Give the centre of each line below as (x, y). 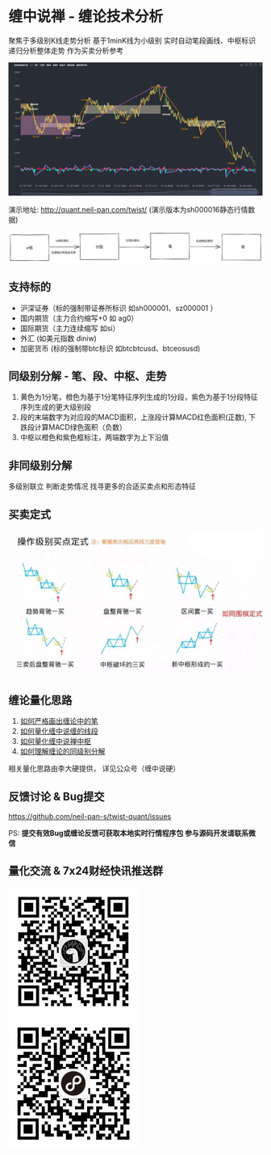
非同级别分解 (40, 465)
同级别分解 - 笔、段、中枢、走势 (88, 376)
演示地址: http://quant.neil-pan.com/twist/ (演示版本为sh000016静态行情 (128, 209)
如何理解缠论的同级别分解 (63, 751)
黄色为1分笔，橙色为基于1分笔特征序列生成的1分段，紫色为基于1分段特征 (139, 397)
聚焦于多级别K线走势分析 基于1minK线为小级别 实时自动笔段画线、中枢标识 (132, 40)
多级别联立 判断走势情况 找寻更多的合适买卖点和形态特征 (102, 486)
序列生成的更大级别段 (55, 407)
